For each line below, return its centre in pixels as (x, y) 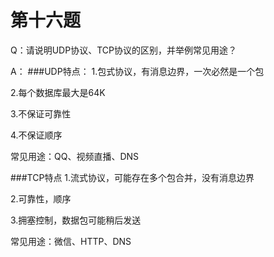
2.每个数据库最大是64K (58, 92)
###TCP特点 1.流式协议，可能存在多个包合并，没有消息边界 (132, 177)
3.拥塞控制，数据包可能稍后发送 (76, 220)
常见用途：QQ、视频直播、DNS (75, 156)
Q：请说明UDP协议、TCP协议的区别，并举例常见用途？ (123, 50)
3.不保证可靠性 (41, 113)
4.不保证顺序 (36, 135)
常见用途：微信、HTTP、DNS (71, 241)
